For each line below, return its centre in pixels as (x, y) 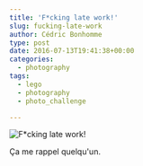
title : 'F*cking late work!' (64, 17)
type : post (30, 43)
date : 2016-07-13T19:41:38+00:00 (72, 51)
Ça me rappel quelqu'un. (55, 152)
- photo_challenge (52, 101)
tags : (19, 76)
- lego (30, 84)
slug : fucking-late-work (56, 26)
